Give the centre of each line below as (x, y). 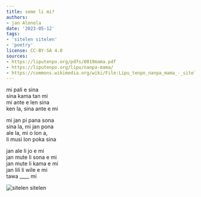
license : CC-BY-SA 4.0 (34, 51)
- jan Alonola (24, 23)
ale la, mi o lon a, (27, 133)
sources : (17, 56)
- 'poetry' (20, 45)
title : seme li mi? (31, 12)
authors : (17, 17)
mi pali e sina (22, 90)
